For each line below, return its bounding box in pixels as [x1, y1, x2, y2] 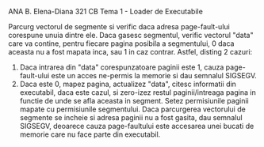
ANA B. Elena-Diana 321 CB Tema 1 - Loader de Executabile [8, 7, 204, 16]
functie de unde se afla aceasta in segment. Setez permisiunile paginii [19, 96, 249, 105]
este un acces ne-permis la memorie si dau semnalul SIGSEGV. [51, 71, 258, 80]
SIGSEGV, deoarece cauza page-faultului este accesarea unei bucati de [19, 122, 254, 130]
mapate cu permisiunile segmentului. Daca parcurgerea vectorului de [19, 104, 246, 114]
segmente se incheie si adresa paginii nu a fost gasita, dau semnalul [19, 113, 243, 122]
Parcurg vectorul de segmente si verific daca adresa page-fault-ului [8, 22, 230, 31]
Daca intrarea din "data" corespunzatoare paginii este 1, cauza [19, 62, 224, 72]
